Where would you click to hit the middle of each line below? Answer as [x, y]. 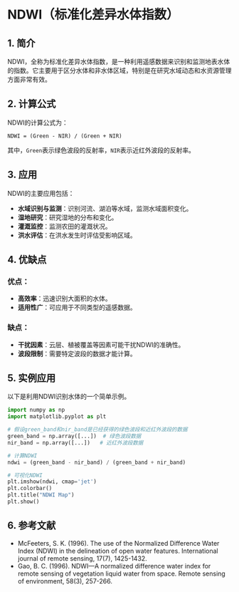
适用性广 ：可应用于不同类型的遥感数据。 [77, 308]
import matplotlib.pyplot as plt [57, 417]
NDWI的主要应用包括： [41, 193]
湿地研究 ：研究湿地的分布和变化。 [68, 217]
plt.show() [23, 502]
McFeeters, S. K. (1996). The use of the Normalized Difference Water [118, 543]
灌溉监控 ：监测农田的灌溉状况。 [64, 226]
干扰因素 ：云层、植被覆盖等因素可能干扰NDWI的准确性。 [101, 344]
